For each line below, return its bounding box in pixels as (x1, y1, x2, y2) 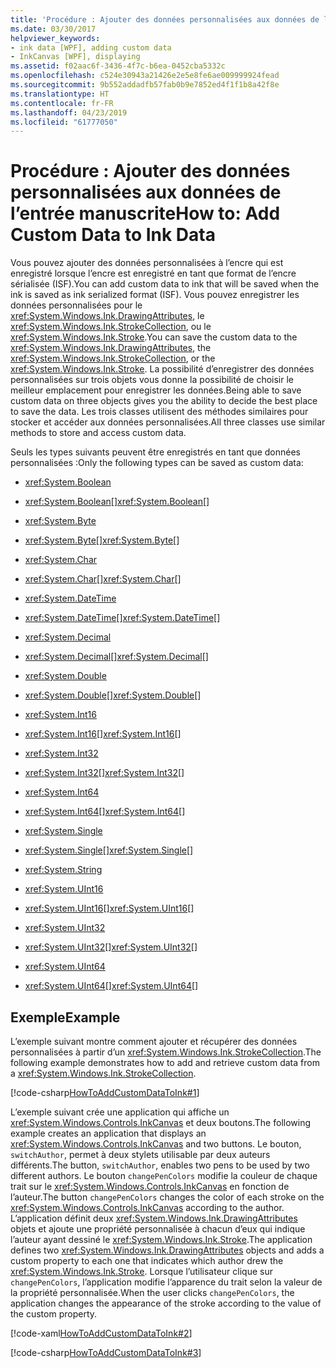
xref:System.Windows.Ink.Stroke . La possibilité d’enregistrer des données (10, 363, 315, 375)
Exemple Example (10, 1009, 121, 1026)
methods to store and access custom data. (10, 427, 187, 439)
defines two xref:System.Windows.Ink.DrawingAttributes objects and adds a (10, 1244, 325, 1256)
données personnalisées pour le (10, 299, 143, 311)
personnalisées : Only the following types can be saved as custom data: (10, 457, 304, 469)
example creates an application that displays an (10, 1127, 207, 1139)
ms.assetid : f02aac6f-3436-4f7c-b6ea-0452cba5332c (10, 61, 226, 71)
